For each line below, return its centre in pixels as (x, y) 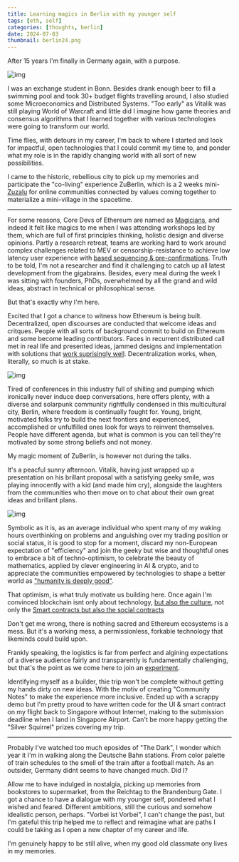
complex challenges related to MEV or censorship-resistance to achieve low (119, 250)
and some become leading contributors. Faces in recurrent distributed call (116, 339)
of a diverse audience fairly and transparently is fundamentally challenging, (118, 660)
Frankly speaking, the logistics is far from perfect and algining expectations (118, 653)
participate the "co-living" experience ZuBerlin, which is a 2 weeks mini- (114, 184)
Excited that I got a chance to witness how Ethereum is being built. (105, 316)
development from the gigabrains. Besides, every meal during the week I (114, 273)
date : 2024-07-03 (33, 34)
